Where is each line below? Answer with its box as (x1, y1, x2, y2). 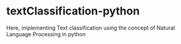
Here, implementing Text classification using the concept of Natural (6, 24, 175, 31)
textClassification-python (6, 4, 140, 18)
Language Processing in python (6, 30, 86, 37)
